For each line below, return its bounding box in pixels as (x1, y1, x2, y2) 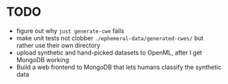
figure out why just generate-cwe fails (16, 27, 124, 35)
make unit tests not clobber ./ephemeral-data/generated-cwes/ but (16, 33, 204, 42)
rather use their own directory (16, 41, 100, 49)
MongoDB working (16, 55, 70, 64)
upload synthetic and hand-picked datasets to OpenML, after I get (16, 48, 203, 57)
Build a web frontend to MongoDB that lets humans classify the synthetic (16, 63, 222, 71)
